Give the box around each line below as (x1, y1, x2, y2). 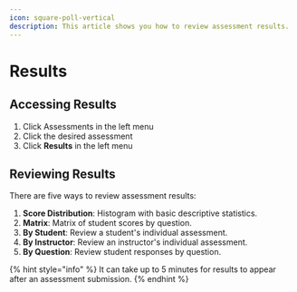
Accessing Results (9, 97, 118, 112)
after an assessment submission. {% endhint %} (9, 274, 189, 285)
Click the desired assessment (22, 131, 133, 141)
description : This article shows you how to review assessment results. (9, 22, 290, 31)
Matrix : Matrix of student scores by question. (22, 218, 192, 229)
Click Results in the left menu (22, 140, 133, 151)
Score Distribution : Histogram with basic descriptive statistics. (22, 208, 258, 219)
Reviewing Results (9, 166, 116, 181)
